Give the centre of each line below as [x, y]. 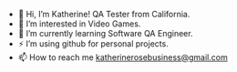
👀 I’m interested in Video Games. [79, 24]
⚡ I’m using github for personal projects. [93, 44]
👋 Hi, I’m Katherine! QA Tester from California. [104, 14]
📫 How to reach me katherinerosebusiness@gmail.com [123, 57]
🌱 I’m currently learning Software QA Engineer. [105, 33]
